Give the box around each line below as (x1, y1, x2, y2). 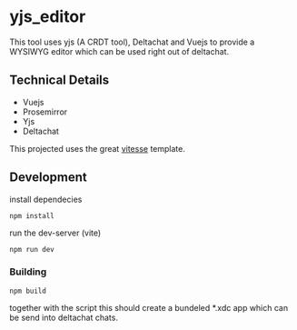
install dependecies (9, 194, 83, 205)
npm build (9, 286, 47, 295)
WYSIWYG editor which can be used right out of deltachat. (9, 45, 230, 56)
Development (9, 170, 88, 185)
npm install (9, 211, 54, 220)
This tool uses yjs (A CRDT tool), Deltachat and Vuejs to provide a (9, 36, 255, 47)
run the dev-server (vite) (9, 227, 102, 238)
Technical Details (9, 73, 110, 88)
